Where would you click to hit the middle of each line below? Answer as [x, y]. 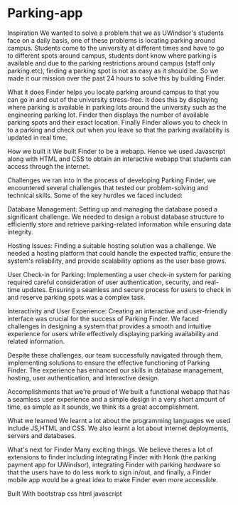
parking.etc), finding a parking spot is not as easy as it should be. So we [113, 71]
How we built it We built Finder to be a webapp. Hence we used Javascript [117, 151]
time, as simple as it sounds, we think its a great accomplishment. [103, 407]
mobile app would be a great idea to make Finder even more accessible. [113, 479]
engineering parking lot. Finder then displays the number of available [108, 115]
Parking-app [45, 13]
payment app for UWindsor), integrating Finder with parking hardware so [114, 464]
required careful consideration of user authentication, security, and [106, 282]
